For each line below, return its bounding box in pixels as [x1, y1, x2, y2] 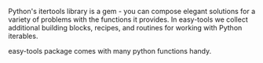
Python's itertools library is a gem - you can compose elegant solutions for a [8, 7, 256, 16]
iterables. [8, 31, 38, 40]
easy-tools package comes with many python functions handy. [8, 47, 212, 55]
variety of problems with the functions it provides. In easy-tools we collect [8, 15, 249, 24]
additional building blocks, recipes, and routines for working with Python [8, 23, 243, 32]
